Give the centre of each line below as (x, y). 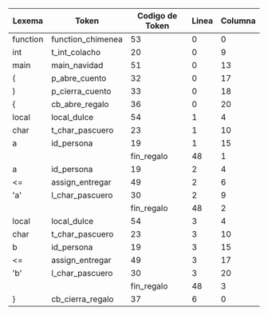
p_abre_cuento (79, 78)
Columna (238, 21)
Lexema (28, 21)
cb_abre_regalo (80, 104)
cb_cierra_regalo (83, 299)
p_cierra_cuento (81, 91)
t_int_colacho (76, 52)
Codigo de (157, 16)
